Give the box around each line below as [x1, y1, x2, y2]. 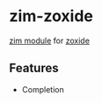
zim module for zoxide [9, 35, 91, 46]
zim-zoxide [9, 6, 94, 26]
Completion [21, 84, 64, 94]
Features [9, 61, 59, 76]
